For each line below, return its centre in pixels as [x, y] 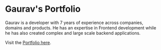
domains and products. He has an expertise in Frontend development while [81, 27]
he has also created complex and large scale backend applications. [73, 33]
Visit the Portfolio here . [28, 42]
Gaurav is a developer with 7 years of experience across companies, [74, 23]
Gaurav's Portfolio [43, 9]
